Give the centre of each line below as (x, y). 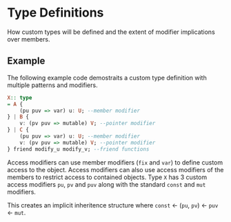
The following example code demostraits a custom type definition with (107, 77)
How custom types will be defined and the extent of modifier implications (111, 32)
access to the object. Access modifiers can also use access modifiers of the (115, 169)
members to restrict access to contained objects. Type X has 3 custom (107, 177)
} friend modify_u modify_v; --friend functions (78, 149)
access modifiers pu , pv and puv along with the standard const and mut (107, 184)
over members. (29, 39)
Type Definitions (56, 13)
